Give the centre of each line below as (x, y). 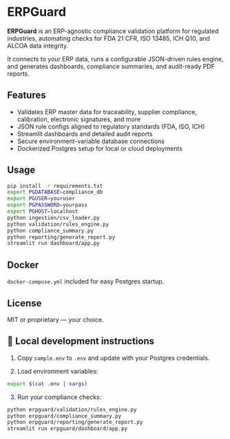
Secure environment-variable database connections (91, 141)
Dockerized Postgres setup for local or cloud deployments (100, 148)
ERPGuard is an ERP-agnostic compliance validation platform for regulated (113, 31)
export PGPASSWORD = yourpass (48, 205)
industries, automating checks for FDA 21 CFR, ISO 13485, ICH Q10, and (108, 38)
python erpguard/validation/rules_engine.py (72, 409)
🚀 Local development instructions (81, 341)
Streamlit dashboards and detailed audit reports (85, 133)
